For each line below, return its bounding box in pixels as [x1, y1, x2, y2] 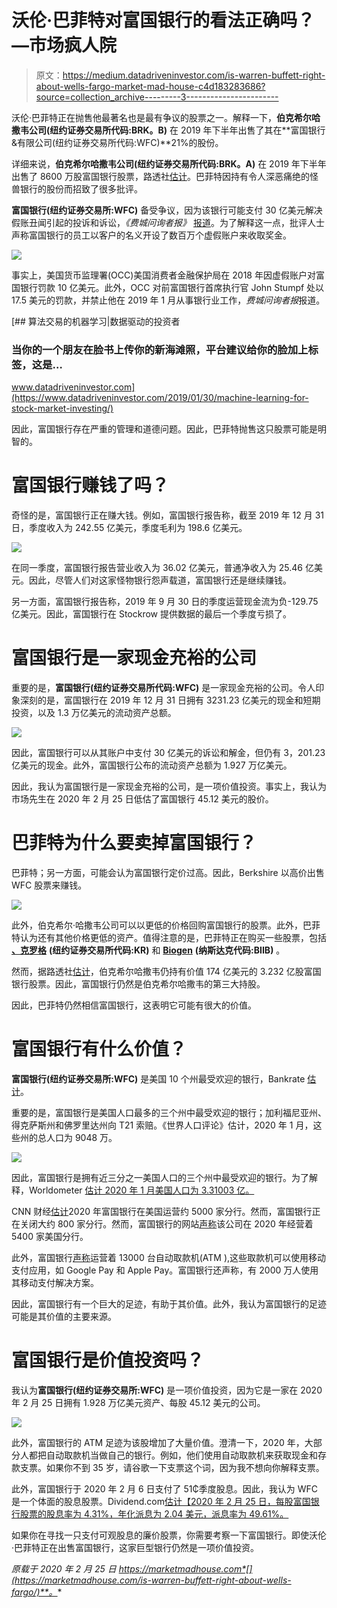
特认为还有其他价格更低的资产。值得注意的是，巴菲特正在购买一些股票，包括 [11, 932, 327, 944]
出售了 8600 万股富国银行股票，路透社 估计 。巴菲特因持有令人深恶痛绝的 [11, 170, 310, 182]
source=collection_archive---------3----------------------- [35, 91, 279, 103]
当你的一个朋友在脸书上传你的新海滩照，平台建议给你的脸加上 [11, 342, 309, 356]
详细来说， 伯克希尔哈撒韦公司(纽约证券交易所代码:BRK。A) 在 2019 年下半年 [11, 157, 327, 170]
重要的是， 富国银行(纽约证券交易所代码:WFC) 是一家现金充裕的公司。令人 [11, 682, 316, 694]
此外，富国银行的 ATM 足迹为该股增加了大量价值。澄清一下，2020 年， [11, 1436, 305, 1448]
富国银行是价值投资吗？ [11, 1349, 205, 1372]
